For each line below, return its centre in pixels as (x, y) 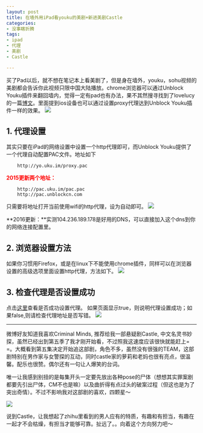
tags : (13, 34)
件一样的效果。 (25, 110)
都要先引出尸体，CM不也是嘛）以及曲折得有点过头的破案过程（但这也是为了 (101, 385)
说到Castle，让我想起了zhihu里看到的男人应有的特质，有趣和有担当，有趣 (98, 416)
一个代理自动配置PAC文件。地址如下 (51, 154)
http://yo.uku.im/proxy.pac (52, 166)
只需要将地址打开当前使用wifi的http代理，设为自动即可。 (76, 207)
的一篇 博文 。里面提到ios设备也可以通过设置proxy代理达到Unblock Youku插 (99, 103)
